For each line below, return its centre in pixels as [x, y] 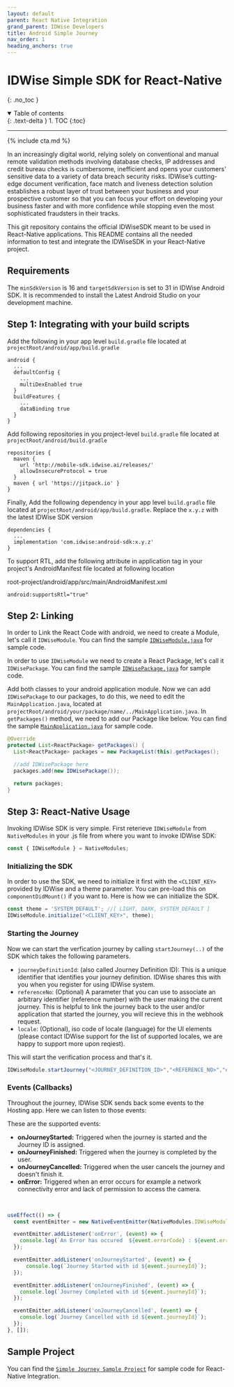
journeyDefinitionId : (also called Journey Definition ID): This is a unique [122, 969]
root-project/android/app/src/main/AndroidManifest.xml [87, 581]
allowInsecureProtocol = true [64, 471]
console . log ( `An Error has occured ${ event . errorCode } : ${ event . [119, 1241]
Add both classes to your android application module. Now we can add [109, 689]
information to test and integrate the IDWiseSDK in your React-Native [106, 242]
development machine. [40, 302]
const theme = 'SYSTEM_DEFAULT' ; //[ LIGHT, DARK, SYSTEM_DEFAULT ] [109, 909]
